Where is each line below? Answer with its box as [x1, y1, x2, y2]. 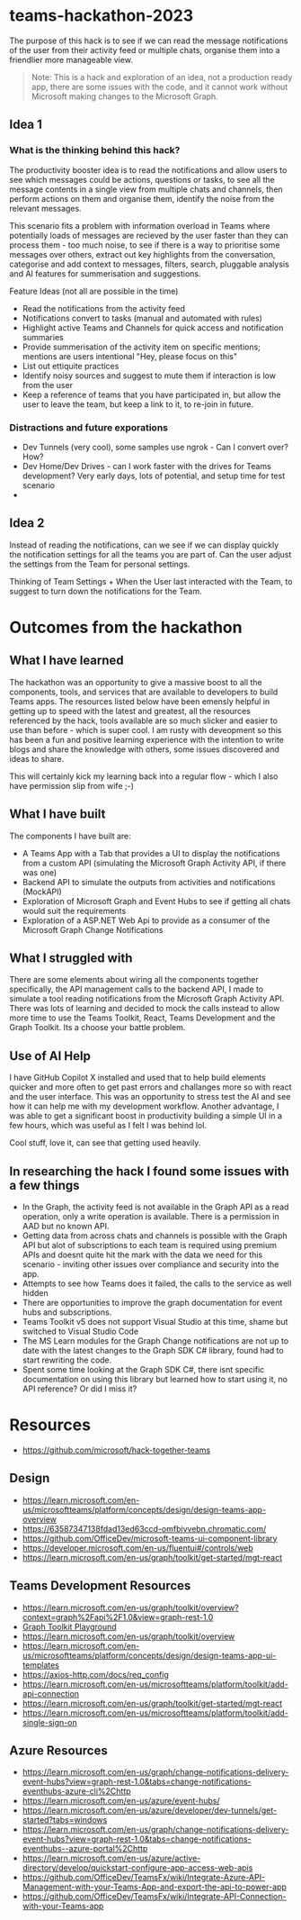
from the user [22, 379, 74, 390]
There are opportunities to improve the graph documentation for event [22, 1297, 283, 1308]
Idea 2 [9, 515, 45, 531]
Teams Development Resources [9, 1578, 191, 1594]
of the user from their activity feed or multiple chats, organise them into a [9, 44, 280, 55]
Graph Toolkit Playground [22, 1621, 117, 1632]
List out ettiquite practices [22, 360, 120, 371]
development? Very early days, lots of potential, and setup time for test [22, 470, 286, 481]
